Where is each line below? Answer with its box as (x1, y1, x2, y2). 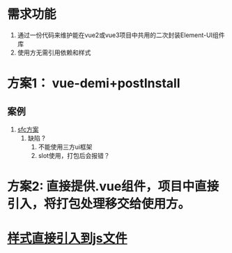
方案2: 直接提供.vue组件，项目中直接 (7, 179, 219, 194)
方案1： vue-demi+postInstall (7, 75, 180, 92)
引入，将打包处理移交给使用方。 (7, 196, 191, 212)
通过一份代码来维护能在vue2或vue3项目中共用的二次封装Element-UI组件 (17, 31, 225, 39)
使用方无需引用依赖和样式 (17, 48, 91, 57)
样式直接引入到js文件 (7, 231, 127, 247)
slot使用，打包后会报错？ (38, 151, 110, 159)
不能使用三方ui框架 (38, 143, 93, 151)
